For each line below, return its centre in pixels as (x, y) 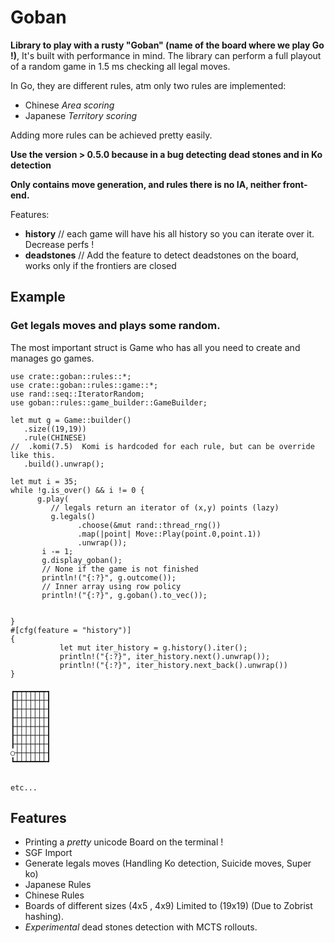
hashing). (44, 917)
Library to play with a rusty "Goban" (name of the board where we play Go (167, 45)
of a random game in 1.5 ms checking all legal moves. (120, 66)
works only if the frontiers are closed (100, 265)
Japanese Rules (58, 885)
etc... (24, 787)
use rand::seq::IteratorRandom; (77, 394)
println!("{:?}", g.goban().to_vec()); (124, 595)
